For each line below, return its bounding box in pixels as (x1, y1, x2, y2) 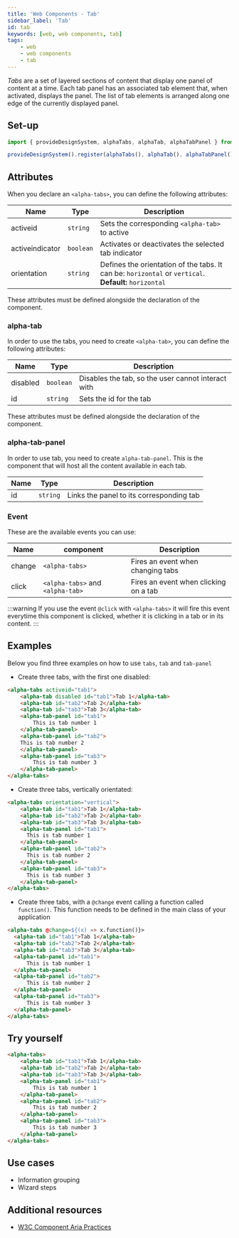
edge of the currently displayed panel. (7, 99, 119, 107)
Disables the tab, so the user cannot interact (79, 374, 227, 383)
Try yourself (7, 1032, 63, 1044)
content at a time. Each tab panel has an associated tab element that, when (7, 83, 228, 92)
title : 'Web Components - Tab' (7, 10, 100, 18)
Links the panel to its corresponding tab (67, 490, 201, 500)
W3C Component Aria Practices (17, 1223, 112, 1232)
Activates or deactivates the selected (100, 239, 224, 249)
